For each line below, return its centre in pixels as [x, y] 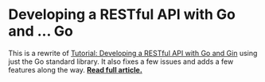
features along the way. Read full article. [76, 69]
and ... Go [41, 31]
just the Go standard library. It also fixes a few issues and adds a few [121, 61]
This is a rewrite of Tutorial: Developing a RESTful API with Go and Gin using [133, 53]
